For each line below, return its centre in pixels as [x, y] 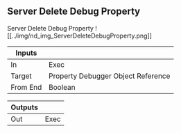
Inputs [26, 53]
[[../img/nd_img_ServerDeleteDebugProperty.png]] [80, 36]
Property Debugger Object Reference [109, 76]
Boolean [62, 87]
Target [21, 76]
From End [26, 87]
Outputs [24, 107]
